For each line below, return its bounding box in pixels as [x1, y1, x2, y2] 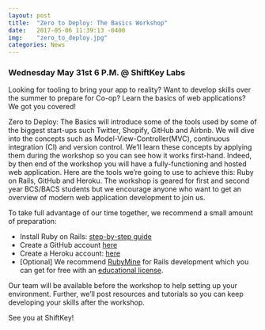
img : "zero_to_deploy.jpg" [8, 33, 108, 42]
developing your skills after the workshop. [8, 298, 145, 307]
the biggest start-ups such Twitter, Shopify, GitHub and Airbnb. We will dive [8, 126, 255, 135]
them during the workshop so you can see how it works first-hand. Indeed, [8, 151, 252, 161]
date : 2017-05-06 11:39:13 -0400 [8, 26, 126, 34]
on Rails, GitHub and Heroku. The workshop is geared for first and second [8, 176, 250, 186]
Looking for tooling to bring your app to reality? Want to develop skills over [8, 85, 252, 95]
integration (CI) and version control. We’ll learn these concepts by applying [8, 142, 252, 152]
